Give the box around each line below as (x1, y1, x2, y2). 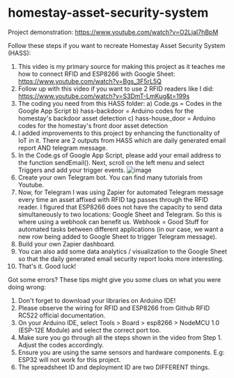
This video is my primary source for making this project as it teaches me (17, 62, 226, 70)
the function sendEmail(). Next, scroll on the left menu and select (17, 158, 205, 166)
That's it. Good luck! (17, 262, 77, 270)
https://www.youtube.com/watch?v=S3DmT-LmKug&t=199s (17, 92, 190, 100)
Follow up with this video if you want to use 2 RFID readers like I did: (17, 84, 214, 93)
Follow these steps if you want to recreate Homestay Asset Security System (8, 41, 226, 49)
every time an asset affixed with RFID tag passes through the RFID (17, 195, 208, 203)
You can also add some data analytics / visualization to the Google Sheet (17, 247, 227, 255)
